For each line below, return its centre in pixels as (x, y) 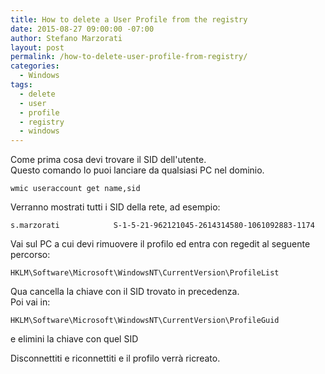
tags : (21, 85)
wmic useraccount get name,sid (75, 189)
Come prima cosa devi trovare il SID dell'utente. (108, 160)
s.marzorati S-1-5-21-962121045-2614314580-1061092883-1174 (162, 226)
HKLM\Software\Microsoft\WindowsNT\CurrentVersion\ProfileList (145, 273)
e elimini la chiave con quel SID (74, 339)
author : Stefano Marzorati (66, 38)
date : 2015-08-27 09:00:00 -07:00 (82, 29)
